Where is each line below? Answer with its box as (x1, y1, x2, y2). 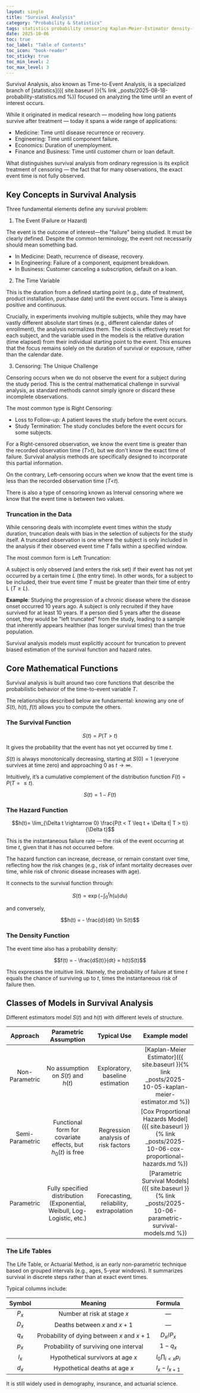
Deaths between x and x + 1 (54, 1320, 133, 1329)
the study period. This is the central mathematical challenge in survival (6, 380, 180, 388)
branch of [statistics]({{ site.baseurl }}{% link (6, 87, 117, 94)
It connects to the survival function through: (6, 879, 114, 886)
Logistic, (48, 1214, 73, 1222)
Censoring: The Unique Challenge (14, 362, 98, 370)
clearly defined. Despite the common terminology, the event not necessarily (6, 235, 192, 242)
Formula (156, 1299, 180, 1307)
